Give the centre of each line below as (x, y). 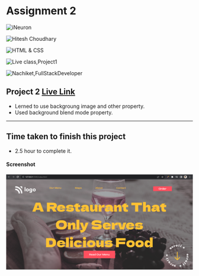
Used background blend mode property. (64, 112)
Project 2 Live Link (41, 92)
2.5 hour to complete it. (43, 151)
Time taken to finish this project (66, 137)
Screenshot (21, 165)
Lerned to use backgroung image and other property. (80, 106)
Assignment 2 (41, 11)
